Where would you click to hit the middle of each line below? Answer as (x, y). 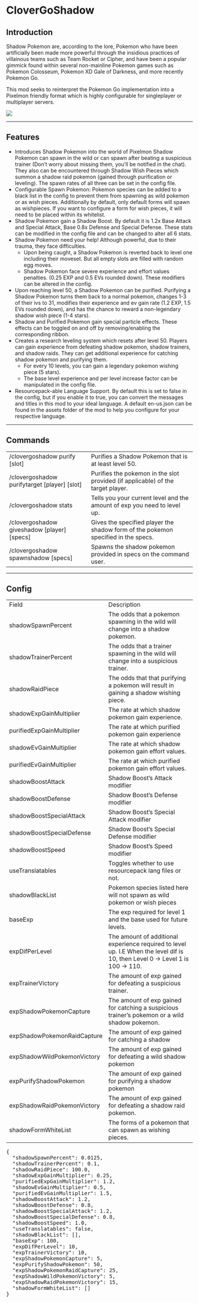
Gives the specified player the (132, 522)
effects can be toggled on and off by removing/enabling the (87, 328)
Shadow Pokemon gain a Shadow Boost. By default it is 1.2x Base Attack (103, 221)
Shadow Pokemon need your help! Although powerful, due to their (95, 239)
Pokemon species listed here (149, 888)
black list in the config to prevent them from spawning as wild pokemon (102, 196)
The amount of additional (143, 937)
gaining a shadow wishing (145, 693)
